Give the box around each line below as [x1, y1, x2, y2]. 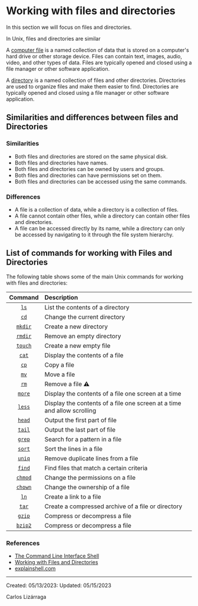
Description [44, 293, 78, 301]
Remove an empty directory [44, 332, 121, 340]
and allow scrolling [44, 406, 96, 414]
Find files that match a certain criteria [44, 464, 148, 472]
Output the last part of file [44, 426, 116, 434]
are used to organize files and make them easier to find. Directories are [6, 83, 179, 90]
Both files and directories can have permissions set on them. [14, 172, 162, 179]
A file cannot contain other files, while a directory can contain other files [14, 212, 190, 219]
